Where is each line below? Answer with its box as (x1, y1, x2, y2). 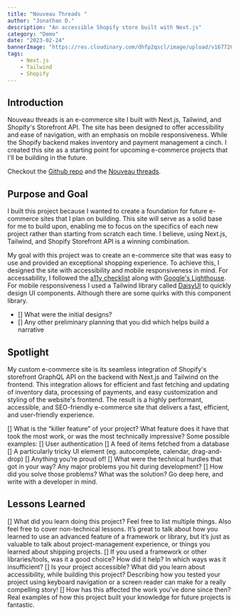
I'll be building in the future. (7, 153, 87, 162)
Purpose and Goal (7, 188, 88, 200)
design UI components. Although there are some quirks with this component (7, 289, 231, 298)
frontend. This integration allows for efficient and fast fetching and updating (7, 380, 230, 389)
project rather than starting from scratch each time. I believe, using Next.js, (7, 230, 228, 238)
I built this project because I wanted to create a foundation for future (7, 207, 208, 215)
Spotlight (7, 346, 50, 358)
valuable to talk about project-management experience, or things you (7, 539, 211, 548)
